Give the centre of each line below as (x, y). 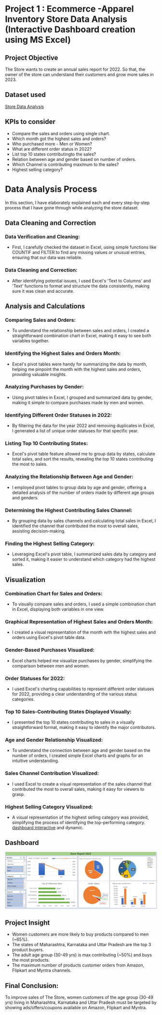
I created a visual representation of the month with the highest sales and (84, 632)
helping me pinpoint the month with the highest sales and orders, (76, 369)
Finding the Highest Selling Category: (50, 543)
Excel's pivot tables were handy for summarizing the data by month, (80, 364)
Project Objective (32, 57)
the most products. (31, 960)
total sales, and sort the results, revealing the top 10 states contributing (82, 459)
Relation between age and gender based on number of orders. (74, 159)
